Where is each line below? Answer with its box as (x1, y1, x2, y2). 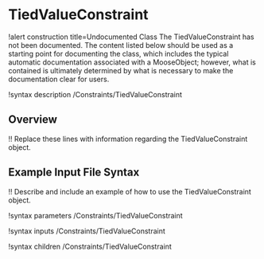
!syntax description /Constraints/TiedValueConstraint (8, 89, 183, 99)
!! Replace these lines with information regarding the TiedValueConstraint (8, 134, 248, 143)
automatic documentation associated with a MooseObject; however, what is (8, 57, 256, 67)
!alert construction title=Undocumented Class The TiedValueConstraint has (8, 32, 254, 41)
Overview (8, 113, 58, 127)
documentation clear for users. (8, 74, 110, 84)
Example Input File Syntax (8, 166, 140, 179)
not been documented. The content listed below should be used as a (8, 40, 234, 49)
